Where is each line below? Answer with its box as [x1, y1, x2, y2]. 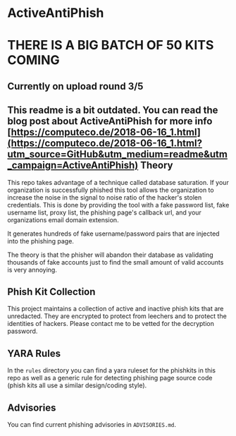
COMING [7, 52, 60, 68]
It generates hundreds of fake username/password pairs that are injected [7, 229, 220, 238]
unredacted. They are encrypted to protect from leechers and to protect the [7, 312, 227, 320]
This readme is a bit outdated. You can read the [7, 104, 218, 116]
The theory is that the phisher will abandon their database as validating [7, 250, 213, 259]
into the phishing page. [7, 236, 74, 245]
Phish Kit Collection [7, 286, 96, 298]
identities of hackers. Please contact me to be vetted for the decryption [7, 320, 215, 328]
